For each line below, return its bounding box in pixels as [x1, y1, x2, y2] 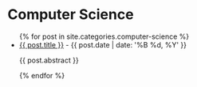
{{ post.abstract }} [18, 55, 79, 65]
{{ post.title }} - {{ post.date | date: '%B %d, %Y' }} [18, 40, 187, 49]
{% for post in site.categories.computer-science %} [18, 32, 189, 41]
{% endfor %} [18, 70, 65, 80]
